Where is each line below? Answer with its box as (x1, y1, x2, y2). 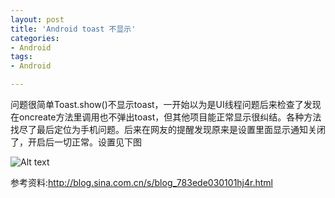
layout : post (10, 14, 65, 25)
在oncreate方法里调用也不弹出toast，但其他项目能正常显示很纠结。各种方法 (10, 111, 322, 123)
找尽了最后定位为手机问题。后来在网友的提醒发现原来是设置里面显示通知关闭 (10, 124, 326, 135)
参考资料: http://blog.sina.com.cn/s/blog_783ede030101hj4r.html (10, 177, 273, 188)
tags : (10, 52, 33, 62)
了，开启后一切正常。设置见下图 (10, 136, 142, 148)
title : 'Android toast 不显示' (10, 24, 137, 34)
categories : (10, 33, 60, 43)
